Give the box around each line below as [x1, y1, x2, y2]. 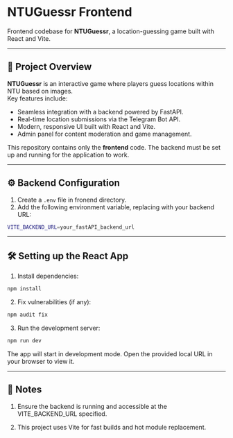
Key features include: [7, 94, 68, 103]
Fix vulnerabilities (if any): [17, 298, 92, 306]
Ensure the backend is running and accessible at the [17, 402, 168, 410]
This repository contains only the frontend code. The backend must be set [7, 143, 221, 151]
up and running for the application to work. [7, 150, 130, 159]
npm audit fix [7, 311, 49, 319]
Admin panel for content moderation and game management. [17, 130, 192, 138]
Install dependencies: [17, 272, 79, 281]
